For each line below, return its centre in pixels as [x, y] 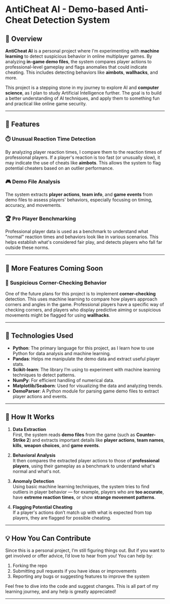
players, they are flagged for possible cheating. [62, 517]
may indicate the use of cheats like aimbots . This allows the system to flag [83, 162]
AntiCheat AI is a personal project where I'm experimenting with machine [82, 51]
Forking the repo [30, 566]
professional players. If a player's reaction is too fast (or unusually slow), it [83, 157]
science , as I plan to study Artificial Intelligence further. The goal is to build [83, 93]
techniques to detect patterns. [44, 375]
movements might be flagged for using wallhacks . [58, 315]
